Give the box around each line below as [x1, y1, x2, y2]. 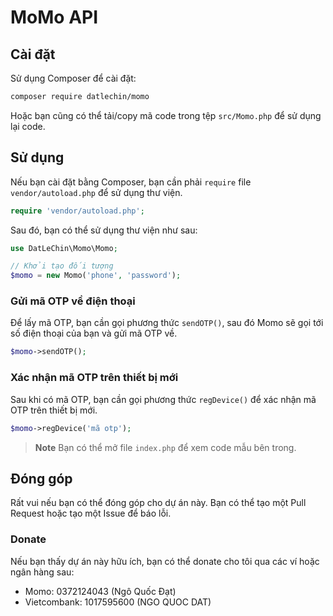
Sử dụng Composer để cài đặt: [10, 72, 137, 84]
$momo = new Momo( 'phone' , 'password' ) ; [10, 271, 182, 281]
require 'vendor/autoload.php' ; [10, 206, 145, 216]
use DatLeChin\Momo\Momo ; [10, 243, 118, 253]
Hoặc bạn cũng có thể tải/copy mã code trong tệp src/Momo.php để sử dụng [10, 109, 322, 121]
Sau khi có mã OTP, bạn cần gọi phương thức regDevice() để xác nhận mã [10, 393, 317, 405]
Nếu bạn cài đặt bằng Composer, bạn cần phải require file [10, 176, 252, 188]
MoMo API [10, 6, 99, 29]
